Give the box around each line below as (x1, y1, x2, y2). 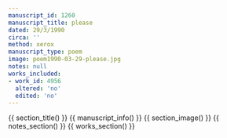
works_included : (8, 70, 61, 78)
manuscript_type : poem (8, 48, 82, 56)
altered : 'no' (15, 84, 61, 93)
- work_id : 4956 (8, 77, 61, 85)
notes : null (8, 63, 47, 71)
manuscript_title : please (8, 19, 93, 27)
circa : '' (8, 33, 41, 42)
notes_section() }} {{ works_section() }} (8, 122, 135, 131)
